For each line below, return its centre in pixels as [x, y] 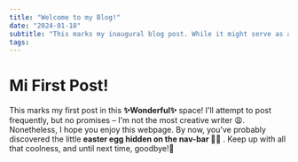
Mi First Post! [59, 86]
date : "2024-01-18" [45, 26]
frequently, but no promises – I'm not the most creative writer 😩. [127, 120]
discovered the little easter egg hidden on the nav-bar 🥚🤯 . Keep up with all [148, 139]
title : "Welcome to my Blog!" [65, 17]
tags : [19, 42]
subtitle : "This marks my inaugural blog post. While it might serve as [146, 34]
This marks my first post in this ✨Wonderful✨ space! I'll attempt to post [141, 111]
